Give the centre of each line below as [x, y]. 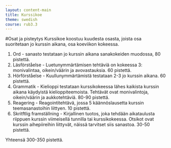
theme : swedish [21, 19]
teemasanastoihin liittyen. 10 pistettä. [52, 108]
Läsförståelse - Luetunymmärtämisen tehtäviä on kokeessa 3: [78, 65]
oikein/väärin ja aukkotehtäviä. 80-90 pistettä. [61, 97]
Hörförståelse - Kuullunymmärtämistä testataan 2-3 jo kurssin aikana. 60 [89, 76]
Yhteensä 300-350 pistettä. [34, 140]
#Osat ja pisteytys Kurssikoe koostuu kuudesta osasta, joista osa [74, 39]
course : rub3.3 [21, 24]
